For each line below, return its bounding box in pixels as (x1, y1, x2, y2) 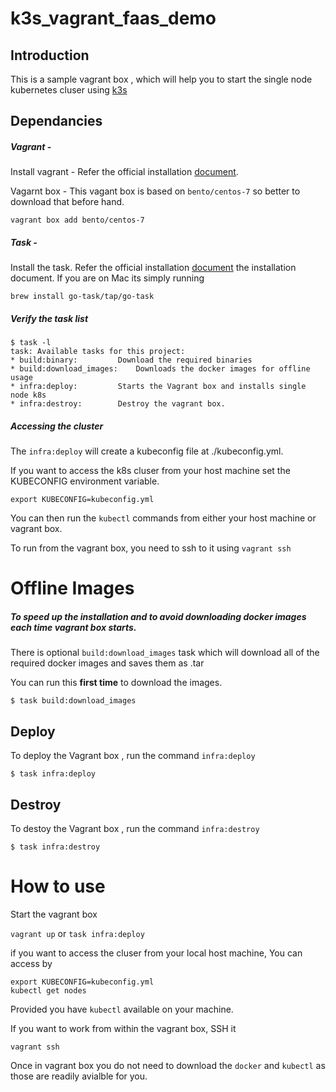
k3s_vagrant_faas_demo (10, 7, 217, 30)
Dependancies (10, 113, 103, 130)
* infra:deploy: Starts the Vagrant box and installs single (10, 382, 307, 392)
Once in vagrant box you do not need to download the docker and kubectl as (10, 1059, 326, 1071)
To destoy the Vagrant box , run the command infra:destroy (10, 823, 260, 835)
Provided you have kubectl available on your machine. (10, 1003, 234, 1015)
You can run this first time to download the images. (10, 677, 223, 689)
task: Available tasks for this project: (10, 347, 186, 357)
